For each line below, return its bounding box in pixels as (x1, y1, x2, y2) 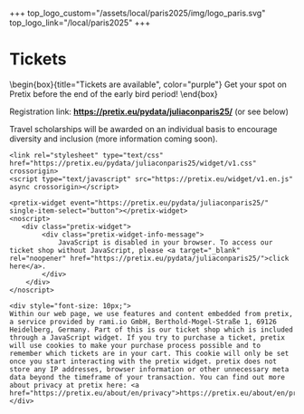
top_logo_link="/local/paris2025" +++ (9, 17, 151, 28)
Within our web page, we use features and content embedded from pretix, (9, 309, 294, 318)
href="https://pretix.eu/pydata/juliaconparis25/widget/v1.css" (9, 159, 257, 168)
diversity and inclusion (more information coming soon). (9, 133, 219, 144)
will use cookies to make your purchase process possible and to (9, 341, 261, 350)
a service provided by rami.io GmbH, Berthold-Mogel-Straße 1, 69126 (9, 317, 278, 326)
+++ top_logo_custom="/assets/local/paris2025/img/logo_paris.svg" (9, 8, 266, 18)
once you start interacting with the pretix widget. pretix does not (9, 357, 278, 366)
